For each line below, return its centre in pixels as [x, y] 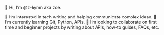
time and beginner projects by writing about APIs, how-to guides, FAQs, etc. [82, 27]
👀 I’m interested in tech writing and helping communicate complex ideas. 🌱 [81, 17]
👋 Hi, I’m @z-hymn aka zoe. [33, 8]
